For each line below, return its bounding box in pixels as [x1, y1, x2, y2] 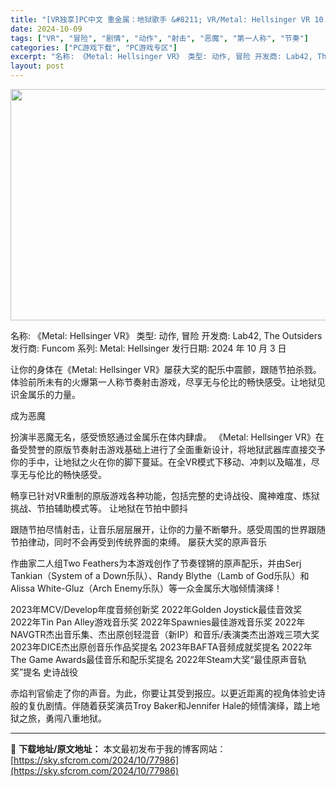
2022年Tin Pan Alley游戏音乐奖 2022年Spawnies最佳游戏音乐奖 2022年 [10, 616, 306, 628]
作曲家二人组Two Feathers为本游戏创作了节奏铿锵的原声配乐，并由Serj [10, 557, 302, 569]
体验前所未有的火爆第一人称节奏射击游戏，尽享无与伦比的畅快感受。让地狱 [10, 376, 317, 388]
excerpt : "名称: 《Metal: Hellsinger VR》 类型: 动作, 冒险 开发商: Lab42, [10, 52, 313, 62]
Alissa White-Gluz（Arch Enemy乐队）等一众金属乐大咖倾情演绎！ [10, 582, 283, 594]
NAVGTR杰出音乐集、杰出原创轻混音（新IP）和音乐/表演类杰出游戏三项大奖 [10, 629, 320, 640]
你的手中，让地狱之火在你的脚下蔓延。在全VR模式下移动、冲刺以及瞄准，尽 [10, 456, 320, 468]
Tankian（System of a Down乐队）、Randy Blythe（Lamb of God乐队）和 [10, 570, 310, 581]
